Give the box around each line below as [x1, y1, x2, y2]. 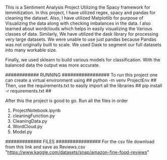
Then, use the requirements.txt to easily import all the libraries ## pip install [5, 83, 162, 89]
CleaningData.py [12, 118, 47, 124]
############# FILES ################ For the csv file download [5, 138, 155, 144]
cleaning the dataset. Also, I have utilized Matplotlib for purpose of [5, 15, 144, 21]
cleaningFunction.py [12, 113, 55, 119]
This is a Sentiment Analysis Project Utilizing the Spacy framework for [5, 5, 150, 10]
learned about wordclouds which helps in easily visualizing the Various [5, 26, 152, 32]
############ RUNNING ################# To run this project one [5, 72, 158, 77]
